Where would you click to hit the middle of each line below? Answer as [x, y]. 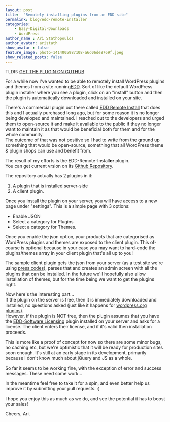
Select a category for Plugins [43, 222]
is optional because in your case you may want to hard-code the [88, 248]
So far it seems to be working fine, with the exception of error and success [83, 368]
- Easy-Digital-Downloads [42, 29]
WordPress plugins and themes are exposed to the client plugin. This [77, 243]
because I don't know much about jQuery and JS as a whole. [69, 358]
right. [11, 285]
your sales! [17, 404]
